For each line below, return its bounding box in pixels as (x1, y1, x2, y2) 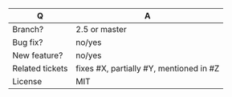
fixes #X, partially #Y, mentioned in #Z (75, 63, 220, 74)
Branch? (12, 24, 44, 34)
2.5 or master (75, 24, 127, 34)
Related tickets (12, 63, 68, 74)
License (12, 76, 43, 87)
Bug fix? (12, 37, 43, 47)
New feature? (12, 50, 63, 61)
